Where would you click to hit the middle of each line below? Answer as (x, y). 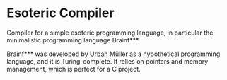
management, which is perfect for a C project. (74, 69)
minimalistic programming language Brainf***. (74, 40)
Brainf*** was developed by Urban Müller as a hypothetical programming (113, 54)
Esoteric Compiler (60, 13)
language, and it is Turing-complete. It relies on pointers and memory (107, 61)
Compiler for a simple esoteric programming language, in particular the (110, 33)
